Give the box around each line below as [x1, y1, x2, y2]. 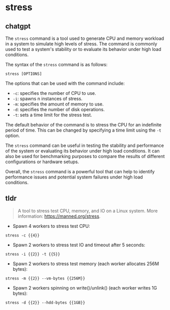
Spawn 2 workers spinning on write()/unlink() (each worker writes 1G [12, 285, 157, 291]
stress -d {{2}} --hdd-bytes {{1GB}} [5, 300, 86, 305]
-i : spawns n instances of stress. [12, 96, 83, 101]
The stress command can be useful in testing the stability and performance [5, 142, 164, 148]
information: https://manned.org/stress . [17, 213, 101, 219]
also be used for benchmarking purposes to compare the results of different [5, 153, 165, 159]
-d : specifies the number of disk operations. [12, 107, 105, 112]
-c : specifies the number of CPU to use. [12, 90, 97, 96]
